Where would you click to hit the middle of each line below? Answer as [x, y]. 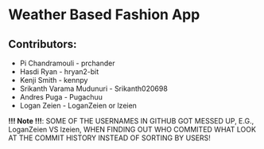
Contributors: [43, 44]
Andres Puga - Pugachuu [61, 97]
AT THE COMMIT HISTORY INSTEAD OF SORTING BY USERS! [109, 138]
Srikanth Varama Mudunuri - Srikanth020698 [94, 88]
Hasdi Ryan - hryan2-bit [59, 72]
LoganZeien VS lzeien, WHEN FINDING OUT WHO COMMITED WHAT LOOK [132, 129]
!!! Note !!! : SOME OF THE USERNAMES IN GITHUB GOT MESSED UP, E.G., [131, 121]
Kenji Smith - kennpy [54, 80]
